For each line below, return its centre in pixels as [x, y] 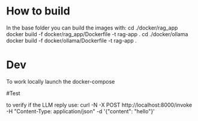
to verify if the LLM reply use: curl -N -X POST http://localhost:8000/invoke [99, 105]
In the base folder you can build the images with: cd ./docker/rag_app [92, 28]
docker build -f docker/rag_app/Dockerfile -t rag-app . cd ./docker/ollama [97, 34]
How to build [38, 11]
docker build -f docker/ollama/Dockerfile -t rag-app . [71, 40]
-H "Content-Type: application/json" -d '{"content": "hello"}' [80, 111]
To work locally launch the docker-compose [61, 81]
